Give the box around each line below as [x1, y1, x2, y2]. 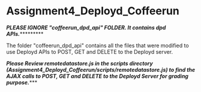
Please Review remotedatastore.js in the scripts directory [6, 60, 153, 67]
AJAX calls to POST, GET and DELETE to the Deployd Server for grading [6, 72, 189, 79]
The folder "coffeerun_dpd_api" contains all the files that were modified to [6, 42, 189, 49]
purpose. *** [6, 79, 38, 86]
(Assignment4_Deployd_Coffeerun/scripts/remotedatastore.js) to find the [6, 66, 196, 73]
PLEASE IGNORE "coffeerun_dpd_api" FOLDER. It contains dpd [6, 24, 166, 31]
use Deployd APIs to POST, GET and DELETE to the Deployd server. [6, 48, 173, 55]
